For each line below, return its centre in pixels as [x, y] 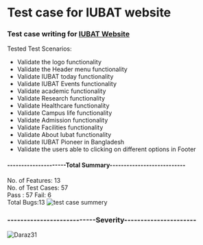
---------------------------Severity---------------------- [102, 220]
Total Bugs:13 [26, 202]
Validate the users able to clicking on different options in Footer [107, 149]
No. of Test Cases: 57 [38, 188]
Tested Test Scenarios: [39, 49]
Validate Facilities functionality [60, 127]
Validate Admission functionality [62, 120]
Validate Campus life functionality [64, 113]
